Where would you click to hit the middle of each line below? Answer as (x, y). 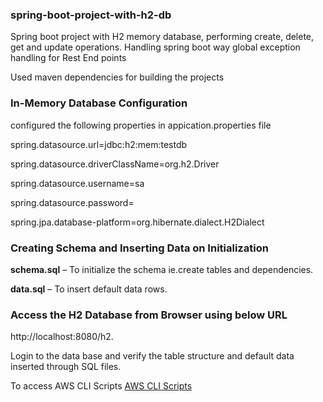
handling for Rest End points (68, 58)
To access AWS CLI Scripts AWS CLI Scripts (101, 386)
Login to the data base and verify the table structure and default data (152, 356)
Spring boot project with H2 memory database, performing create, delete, (162, 37)
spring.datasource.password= (72, 202)
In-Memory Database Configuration (99, 103)
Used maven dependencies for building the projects (117, 77)
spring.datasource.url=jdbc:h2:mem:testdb (99, 144)
